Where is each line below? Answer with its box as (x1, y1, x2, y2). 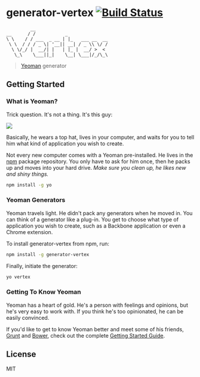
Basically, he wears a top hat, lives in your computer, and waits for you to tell (6, 133, 195, 141)
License (6, 349, 36, 360)
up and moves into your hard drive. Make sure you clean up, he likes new (6, 164, 186, 171)
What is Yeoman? (6, 97, 58, 105)
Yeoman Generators (6, 196, 66, 204)
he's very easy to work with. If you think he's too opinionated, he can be (6, 307, 184, 315)
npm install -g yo (6, 182, 52, 188)
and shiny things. (6, 170, 49, 177)
